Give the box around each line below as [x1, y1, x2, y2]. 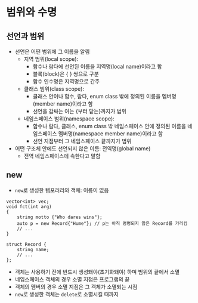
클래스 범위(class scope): [23, 85, 85, 92]
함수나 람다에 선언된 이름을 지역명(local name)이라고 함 [32, 63, 162, 70]
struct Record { [6, 241, 47, 248]
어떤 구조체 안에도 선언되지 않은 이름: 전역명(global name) [14, 145, 151, 152]
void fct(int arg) [6, 203, 52, 209]
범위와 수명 [6, 5, 57, 19]
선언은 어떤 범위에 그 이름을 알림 [14, 48, 90, 55]
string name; [17, 246, 49, 252]
